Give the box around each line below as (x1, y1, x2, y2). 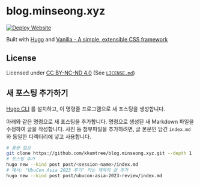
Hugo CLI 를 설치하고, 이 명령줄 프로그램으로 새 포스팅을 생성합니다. (6, 105, 166, 112)
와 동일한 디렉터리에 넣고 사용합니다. (6, 133, 91, 140)
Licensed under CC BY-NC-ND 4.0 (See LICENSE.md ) (6, 69, 135, 76)
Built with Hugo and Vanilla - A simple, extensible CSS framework (6, 35, 168, 43)
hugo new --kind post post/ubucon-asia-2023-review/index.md (6, 172, 163, 178)
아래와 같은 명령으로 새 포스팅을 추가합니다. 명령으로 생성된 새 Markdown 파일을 (6, 118, 194, 125)
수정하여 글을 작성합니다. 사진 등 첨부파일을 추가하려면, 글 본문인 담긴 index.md (6, 125, 191, 133)
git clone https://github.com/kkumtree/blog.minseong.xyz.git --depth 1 (6, 150, 192, 157)
